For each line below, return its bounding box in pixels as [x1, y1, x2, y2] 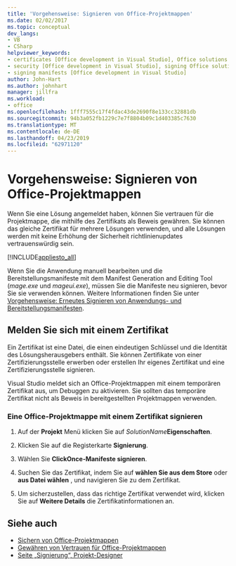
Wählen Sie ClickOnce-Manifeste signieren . [17, 455, 147, 463]
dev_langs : [7, 30, 39, 37]
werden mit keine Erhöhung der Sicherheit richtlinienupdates [7, 232, 183, 240]
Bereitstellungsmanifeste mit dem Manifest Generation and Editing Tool [7, 274, 213, 283]
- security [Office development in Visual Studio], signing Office [7, 63, 209, 70]
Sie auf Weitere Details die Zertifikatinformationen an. [17, 497, 174, 506]
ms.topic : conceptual [7, 23, 71, 30]
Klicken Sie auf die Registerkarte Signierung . [17, 441, 149, 450]
